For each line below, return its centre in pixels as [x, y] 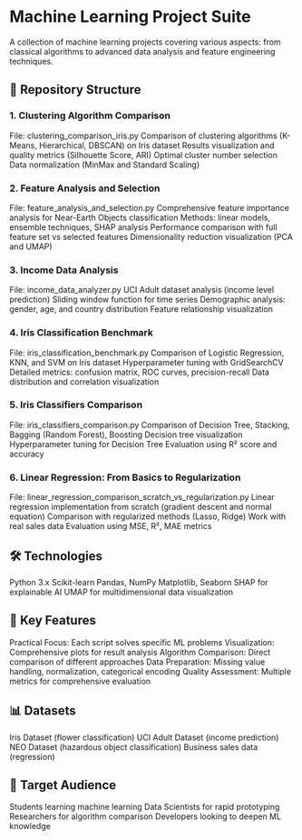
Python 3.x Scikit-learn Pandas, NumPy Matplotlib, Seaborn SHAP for [139, 582]
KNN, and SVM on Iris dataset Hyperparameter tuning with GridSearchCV [146, 362]
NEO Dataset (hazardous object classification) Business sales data [134, 746]
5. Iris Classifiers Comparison [76, 405]
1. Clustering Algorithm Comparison [90, 115]
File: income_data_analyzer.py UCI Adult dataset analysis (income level [142, 290]
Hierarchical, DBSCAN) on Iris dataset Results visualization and [157, 145]
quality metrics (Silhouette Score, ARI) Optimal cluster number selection [144, 155]
